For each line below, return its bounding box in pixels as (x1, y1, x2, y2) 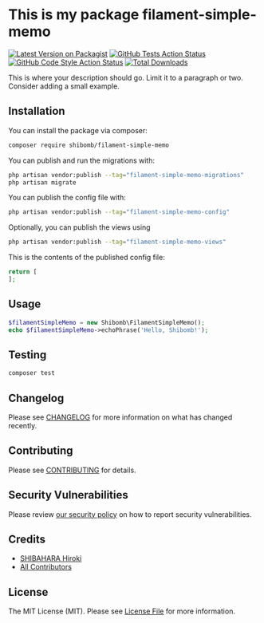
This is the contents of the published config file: (8, 253, 165, 262)
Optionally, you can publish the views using (8, 223, 151, 232)
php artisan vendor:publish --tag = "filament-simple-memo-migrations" (8, 171, 245, 179)
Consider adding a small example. (8, 81, 120, 91)
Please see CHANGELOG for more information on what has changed (8, 412, 233, 422)
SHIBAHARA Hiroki (19, 554, 82, 563)
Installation (8, 104, 65, 118)
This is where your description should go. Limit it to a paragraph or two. (8, 73, 243, 82)
